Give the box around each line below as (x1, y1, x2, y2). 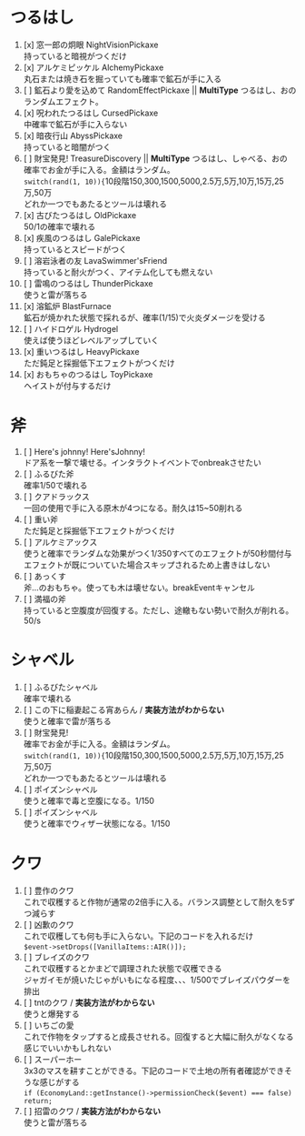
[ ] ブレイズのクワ (23, 951, 90, 962)
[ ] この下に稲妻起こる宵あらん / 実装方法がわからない (23, 704, 225, 715)
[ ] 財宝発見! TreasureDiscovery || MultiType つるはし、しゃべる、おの (23, 153, 289, 164)
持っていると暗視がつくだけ (23, 50, 128, 61)
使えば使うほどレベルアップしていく (23, 335, 160, 346)
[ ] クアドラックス (23, 491, 90, 502)
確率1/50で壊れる (23, 479, 88, 490)
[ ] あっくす (23, 570, 66, 581)
